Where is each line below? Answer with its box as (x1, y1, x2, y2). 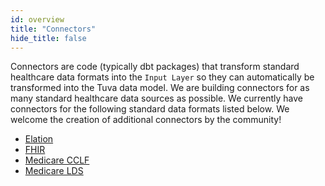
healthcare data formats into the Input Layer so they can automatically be (10, 71, 315, 83)
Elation (24, 133, 54, 145)
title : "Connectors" (10, 24, 97, 34)
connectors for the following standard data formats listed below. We (10, 103, 290, 115)
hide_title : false (10, 33, 87, 43)
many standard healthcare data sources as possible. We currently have (10, 92, 304, 105)
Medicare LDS (24, 165, 84, 177)
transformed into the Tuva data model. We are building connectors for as (10, 82, 310, 94)
